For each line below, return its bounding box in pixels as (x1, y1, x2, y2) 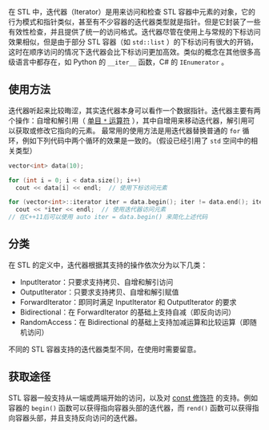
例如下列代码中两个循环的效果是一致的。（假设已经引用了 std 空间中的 (22, 136, 251, 145)
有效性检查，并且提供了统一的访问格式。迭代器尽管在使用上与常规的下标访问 (8, 27, 261, 36)
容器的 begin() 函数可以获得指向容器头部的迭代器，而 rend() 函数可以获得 (8, 403, 252, 412)
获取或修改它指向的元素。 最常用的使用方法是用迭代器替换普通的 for (14, 125, 241, 135)
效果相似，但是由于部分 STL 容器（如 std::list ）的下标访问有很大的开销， (8, 37, 259, 47)
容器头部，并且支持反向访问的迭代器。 (14, 412, 142, 423)
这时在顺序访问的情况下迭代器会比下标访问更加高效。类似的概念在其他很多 (8, 47, 254, 56)
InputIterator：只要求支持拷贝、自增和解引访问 (19, 277, 174, 286)
